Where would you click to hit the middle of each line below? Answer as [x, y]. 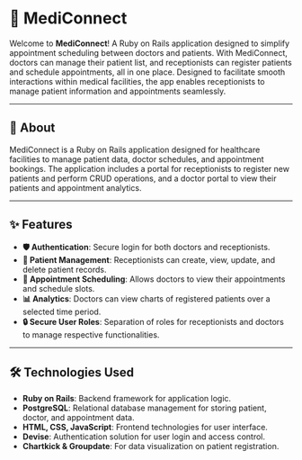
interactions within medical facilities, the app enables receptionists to [137, 81]
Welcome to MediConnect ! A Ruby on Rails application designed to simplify [150, 43]
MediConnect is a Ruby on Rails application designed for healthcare [135, 149]
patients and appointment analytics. [75, 187]
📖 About [32, 128]
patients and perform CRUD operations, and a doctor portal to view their [143, 178]
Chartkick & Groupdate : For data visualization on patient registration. [151, 446]
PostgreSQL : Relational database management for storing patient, [144, 408]
